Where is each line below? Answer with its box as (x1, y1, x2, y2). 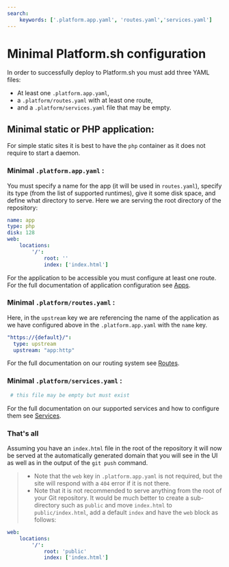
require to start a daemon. (7, 149, 81, 157)
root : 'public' (43, 548, 87, 555)
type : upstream (13, 340, 57, 347)
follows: (33, 515, 57, 524)
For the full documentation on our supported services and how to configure (7, 404, 220, 412)
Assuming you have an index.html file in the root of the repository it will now (7, 444, 222, 452)
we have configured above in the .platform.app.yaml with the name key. (7, 320, 208, 329)
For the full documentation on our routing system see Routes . (7, 359, 180, 367)
